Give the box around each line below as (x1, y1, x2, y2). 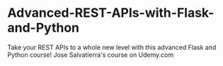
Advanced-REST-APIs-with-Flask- (7, 5, 215, 21)
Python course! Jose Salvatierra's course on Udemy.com (7, 51, 174, 59)
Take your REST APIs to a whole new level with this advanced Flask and (7, 43, 217, 51)
